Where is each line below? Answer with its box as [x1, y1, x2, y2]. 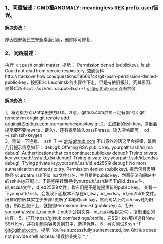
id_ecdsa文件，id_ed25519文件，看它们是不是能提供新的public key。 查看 [5, 184, 153, 190]
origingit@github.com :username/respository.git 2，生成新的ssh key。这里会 [5, 121, 157, 127]
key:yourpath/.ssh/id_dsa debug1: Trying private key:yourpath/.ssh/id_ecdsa [5, 155, 158, 161]
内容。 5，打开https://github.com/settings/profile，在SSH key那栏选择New [5, 215, 155, 221]
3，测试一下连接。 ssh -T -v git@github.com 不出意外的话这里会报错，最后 [5, 138, 157, 144]
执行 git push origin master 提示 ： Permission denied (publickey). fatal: [5, 62, 151, 68]
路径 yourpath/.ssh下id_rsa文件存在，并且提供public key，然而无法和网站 [5, 172, 152, 178]
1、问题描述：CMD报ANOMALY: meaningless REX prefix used [5, 4, 153, 11]
